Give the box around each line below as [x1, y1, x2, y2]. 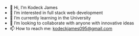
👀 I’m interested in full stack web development [9, 10, 103, 16]
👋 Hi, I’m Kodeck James [9, 5, 58, 10]
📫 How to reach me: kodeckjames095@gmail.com [9, 26, 113, 31]
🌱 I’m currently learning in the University [9, 15, 91, 20]
